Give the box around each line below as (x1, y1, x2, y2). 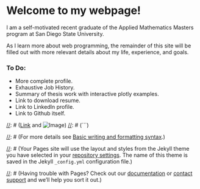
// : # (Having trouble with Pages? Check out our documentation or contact (6, 170, 193, 177)
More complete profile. (15, 77, 73, 85)
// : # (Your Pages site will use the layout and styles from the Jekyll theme (6, 145, 190, 153)
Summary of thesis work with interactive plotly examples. (15, 91, 160, 98)
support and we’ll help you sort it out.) (6, 176, 102, 184)
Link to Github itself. (15, 110, 66, 117)
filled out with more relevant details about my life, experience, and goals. (6, 48, 189, 55)
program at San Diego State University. (6, 30, 104, 37)
